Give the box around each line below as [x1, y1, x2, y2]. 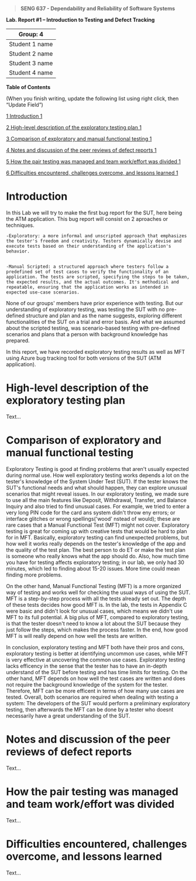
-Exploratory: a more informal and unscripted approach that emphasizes [6, 233, 187, 239]
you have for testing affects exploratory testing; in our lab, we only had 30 [6, 559, 184, 566]
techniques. [6, 221, 35, 228]
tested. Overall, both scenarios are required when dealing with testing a [6, 694, 178, 701]
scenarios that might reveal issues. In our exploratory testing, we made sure [6, 490, 189, 497]
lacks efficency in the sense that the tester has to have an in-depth [6, 662, 167, 670]
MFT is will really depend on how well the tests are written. [6, 632, 148, 639]
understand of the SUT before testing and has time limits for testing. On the [6, 668, 188, 675]
